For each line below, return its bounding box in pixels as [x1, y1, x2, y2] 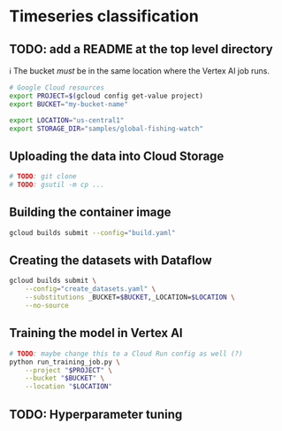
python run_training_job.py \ [9, 357, 121, 366]
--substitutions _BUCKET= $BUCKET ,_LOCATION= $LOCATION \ [25, 293, 236, 302]
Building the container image [9, 205, 171, 220]
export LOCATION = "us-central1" [9, 115, 125, 125]
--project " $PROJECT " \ [25, 365, 113, 374]
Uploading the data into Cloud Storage [9, 148, 225, 163]
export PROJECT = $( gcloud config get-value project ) [9, 91, 203, 100]
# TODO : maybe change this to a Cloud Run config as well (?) [9, 349, 243, 358]
